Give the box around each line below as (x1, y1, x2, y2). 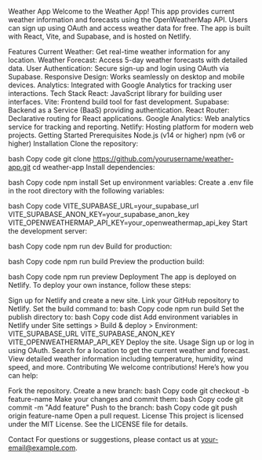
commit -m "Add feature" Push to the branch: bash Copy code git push (8, 403, 238, 412)
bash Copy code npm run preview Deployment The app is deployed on (8, 272, 237, 282)
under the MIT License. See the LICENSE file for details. (8, 420, 188, 429)
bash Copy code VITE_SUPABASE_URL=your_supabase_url (8, 201, 199, 211)
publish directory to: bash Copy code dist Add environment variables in (8, 312, 238, 322)
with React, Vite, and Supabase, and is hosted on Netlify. (8, 31, 192, 41)
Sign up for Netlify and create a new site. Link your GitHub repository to (8, 296, 239, 305)
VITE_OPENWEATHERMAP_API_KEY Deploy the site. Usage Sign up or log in (8, 337, 255, 347)
